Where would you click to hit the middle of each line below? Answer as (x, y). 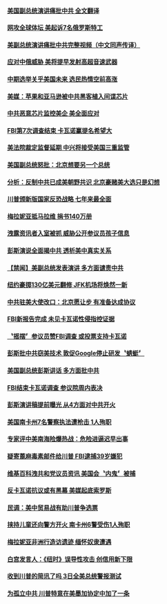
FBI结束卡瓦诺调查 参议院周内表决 (55, 387)
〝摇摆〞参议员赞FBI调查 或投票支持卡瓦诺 (67, 336)
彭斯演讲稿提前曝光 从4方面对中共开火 (61, 405)
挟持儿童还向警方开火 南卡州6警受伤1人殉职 (69, 525)
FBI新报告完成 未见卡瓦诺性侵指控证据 (61, 319)
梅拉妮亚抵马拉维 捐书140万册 (50, 216)
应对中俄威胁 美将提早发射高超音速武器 (62, 62)
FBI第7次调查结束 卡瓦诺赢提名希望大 (60, 130)
